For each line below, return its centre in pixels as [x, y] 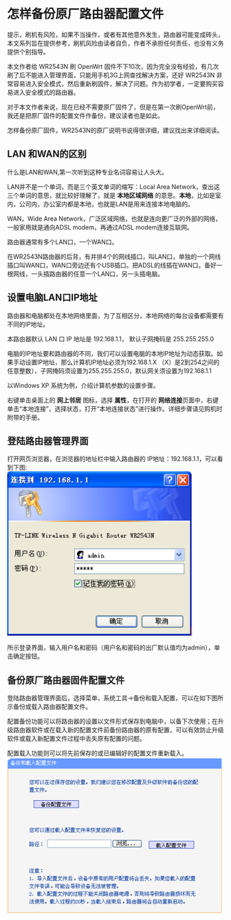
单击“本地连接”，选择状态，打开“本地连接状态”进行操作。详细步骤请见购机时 [115, 408]
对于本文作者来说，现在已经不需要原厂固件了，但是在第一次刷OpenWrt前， [113, 107]
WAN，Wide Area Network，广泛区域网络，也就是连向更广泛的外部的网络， [114, 219]
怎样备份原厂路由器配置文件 [86, 14]
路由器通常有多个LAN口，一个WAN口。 [63, 241]
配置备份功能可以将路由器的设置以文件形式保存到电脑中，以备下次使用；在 [112, 721]
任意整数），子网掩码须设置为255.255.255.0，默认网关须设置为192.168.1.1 [109, 370]
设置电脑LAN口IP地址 [53, 298]
